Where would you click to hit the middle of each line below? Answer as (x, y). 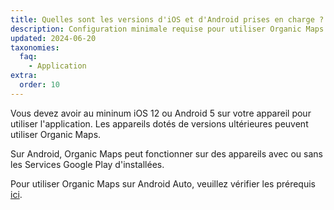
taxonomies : (35, 47)
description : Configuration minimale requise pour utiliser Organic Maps (167, 29)
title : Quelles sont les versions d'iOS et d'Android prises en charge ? (167, 19)
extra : (24, 76)
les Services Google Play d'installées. (87, 164)
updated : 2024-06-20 (53, 38)
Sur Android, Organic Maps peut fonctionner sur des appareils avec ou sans (166, 153)
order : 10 (39, 85)
